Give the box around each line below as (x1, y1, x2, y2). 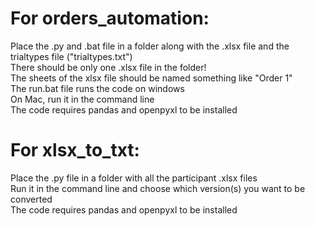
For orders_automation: (10, 7, 210, 30)
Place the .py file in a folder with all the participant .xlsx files (10, 172, 258, 184)
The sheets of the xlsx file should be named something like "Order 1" (10, 72, 293, 84)
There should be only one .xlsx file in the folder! (10, 61, 207, 73)
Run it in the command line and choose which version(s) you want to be (10, 182, 306, 194)
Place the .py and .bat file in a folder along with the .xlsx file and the (10, 40, 290, 52)
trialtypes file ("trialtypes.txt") (10, 50, 133, 62)
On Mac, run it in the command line (10, 93, 155, 105)
